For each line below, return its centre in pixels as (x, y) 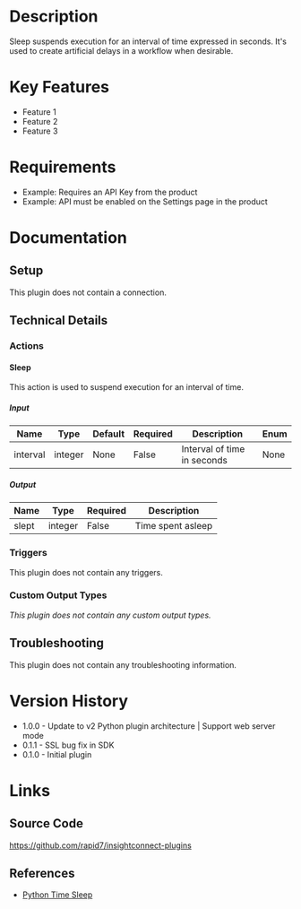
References (42, 873)
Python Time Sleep (57, 895)
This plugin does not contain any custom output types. (111, 615)
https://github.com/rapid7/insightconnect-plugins (101, 845)
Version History (69, 701)
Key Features (60, 87)
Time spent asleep (174, 526)
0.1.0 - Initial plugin (57, 754)
